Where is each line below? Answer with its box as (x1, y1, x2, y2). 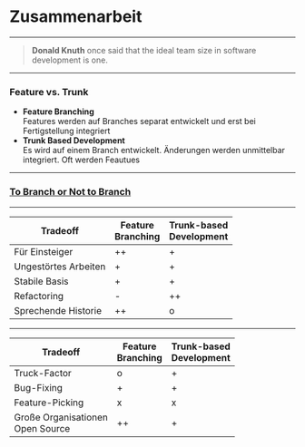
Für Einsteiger (14, 245, 74, 258)
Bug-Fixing (14, 381, 64, 394)
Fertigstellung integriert (22, 125, 111, 137)
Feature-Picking (14, 396, 84, 409)
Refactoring (14, 289, 64, 302)
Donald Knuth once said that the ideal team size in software (31, 44, 257, 55)
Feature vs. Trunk (9, 85, 89, 98)
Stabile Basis (14, 275, 69, 287)
